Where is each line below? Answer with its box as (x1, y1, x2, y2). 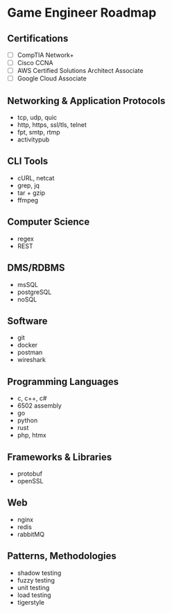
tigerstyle (17, 598, 45, 606)
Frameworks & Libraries (7, 451, 112, 463)
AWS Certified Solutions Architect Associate (17, 67, 144, 75)
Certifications (7, 33, 69, 44)
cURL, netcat (17, 173, 55, 182)
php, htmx (17, 431, 46, 440)
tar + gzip (17, 189, 45, 197)
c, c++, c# (17, 394, 47, 403)
